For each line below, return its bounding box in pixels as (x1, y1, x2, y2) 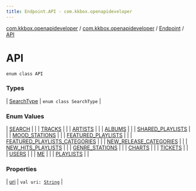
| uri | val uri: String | (6, 178, 63, 185)
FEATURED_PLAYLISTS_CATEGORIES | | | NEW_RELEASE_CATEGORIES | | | (6, 138, 188, 145)
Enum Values (6, 112, 45, 120)
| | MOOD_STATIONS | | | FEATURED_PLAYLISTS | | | (6, 132, 132, 139)
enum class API (6, 71, 43, 77)
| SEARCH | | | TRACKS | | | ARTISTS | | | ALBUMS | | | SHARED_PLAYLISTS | (6, 125, 191, 132)
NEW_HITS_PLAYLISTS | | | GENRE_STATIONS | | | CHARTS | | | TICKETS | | (6, 144, 189, 151)
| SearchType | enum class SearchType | (6, 97, 102, 104)
